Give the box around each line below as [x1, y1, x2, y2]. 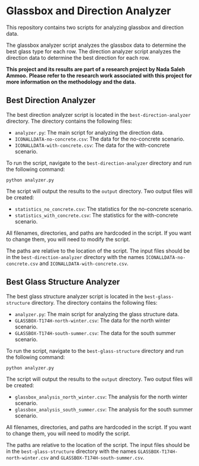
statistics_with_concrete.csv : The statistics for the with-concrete [14, 212, 179, 219]
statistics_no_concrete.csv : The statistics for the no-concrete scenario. [14, 205, 193, 212]
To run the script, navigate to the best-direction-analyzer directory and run [6, 159, 192, 167]
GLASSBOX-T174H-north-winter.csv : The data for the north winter [14, 317, 171, 324]
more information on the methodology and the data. [6, 78, 136, 85]
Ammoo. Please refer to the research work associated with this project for [6, 72, 192, 79]
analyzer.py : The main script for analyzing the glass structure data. [14, 310, 179, 318]
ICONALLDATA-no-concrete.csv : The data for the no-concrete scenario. [14, 135, 185, 142]
